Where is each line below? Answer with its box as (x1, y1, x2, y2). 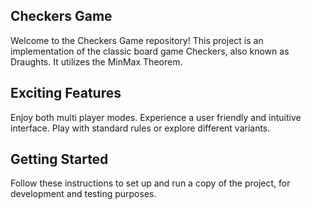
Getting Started (10, 151, 109, 168)
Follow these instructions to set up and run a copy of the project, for (10, 177, 291, 189)
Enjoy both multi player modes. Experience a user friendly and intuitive (10, 111, 302, 123)
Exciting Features (10, 85, 122, 102)
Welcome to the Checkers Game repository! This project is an (10, 34, 264, 46)
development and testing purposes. (10, 188, 157, 200)
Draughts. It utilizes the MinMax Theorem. (10, 55, 183, 68)
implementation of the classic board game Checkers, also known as (10, 45, 290, 57)
